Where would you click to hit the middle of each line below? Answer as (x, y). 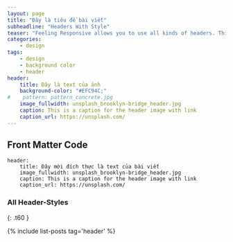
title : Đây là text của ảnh (60, 85)
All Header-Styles (38, 202)
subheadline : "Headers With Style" (59, 26)
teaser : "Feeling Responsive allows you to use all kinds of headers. (111, 33)
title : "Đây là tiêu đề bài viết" (57, 20)
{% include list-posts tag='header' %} (61, 231)
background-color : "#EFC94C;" (63, 91)
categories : (24, 40)
